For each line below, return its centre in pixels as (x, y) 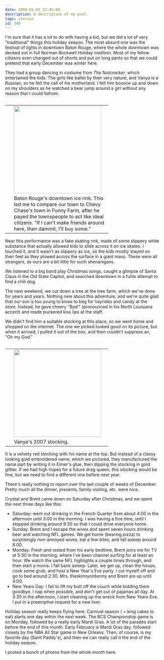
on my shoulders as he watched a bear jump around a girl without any (75, 88)
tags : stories (20, 19)
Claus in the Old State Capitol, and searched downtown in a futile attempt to (82, 277)
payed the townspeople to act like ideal (59, 217)
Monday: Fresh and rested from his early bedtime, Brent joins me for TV (85, 550)
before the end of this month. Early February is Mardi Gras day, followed (78, 627)
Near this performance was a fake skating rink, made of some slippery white (82, 241)
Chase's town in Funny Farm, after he (57, 211)
